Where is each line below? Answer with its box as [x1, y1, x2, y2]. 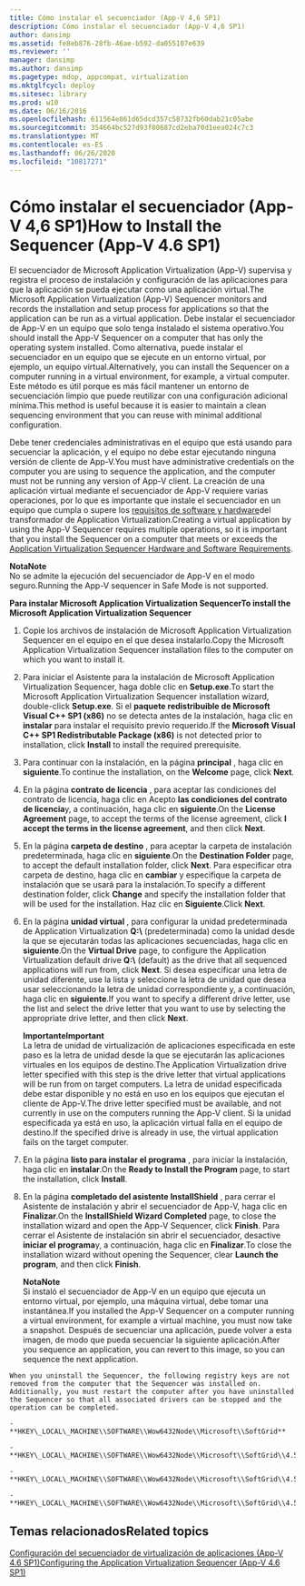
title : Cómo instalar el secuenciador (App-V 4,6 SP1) [9, 13, 221, 23]
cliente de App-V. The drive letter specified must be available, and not [22, 1098, 281, 1109]
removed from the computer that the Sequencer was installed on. [9, 1380, 261, 1389]
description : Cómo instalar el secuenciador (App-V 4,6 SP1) [9, 22, 246, 31]
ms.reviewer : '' [9, 47, 71, 56]
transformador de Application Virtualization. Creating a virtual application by [9, 515, 292, 526]
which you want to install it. [22, 654, 125, 665]
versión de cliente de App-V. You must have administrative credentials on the [9, 457, 295, 467]
